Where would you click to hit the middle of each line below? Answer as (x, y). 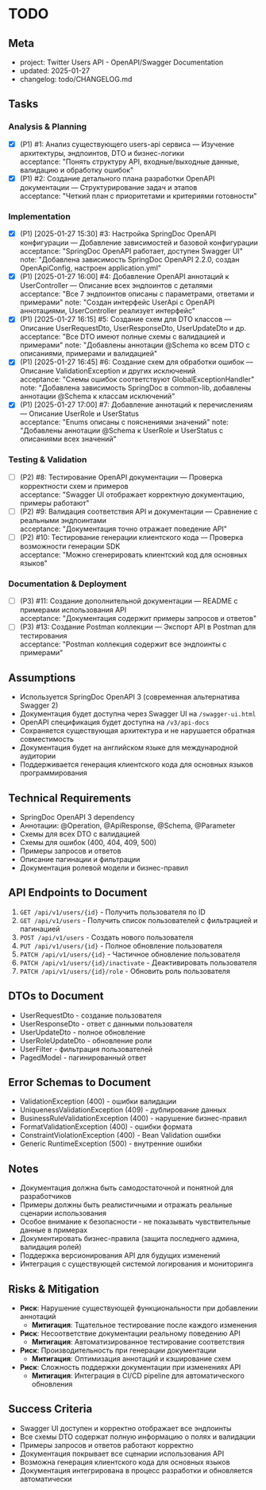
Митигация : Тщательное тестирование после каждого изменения (144, 1325)
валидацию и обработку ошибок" (77, 170)
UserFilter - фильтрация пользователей (86, 1049)
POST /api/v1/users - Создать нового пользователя (106, 937)
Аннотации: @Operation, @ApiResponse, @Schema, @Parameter (127, 825)
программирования (53, 773)
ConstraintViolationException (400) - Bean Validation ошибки (120, 1135)
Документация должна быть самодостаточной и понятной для (126, 1188)
